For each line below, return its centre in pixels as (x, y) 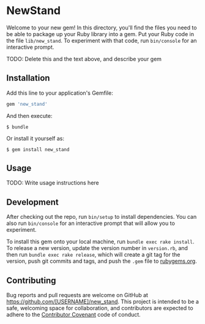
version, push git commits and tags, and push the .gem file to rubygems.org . (102, 261)
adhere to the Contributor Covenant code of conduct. (73, 315)
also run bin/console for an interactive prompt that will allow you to (91, 223)
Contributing (31, 280)
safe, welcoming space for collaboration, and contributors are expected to (100, 308)
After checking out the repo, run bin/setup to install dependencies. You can (102, 217)
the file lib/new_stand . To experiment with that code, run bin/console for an (102, 40)
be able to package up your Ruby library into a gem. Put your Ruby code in (100, 34)
